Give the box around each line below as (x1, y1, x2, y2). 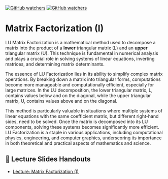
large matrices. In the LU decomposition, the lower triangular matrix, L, (5, 87, 153, 93)
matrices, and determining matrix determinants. (5, 61, 105, 67)
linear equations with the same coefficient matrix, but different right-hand (5, 113, 159, 119)
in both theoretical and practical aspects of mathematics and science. (5, 140, 151, 146)
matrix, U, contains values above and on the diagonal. (5, 98, 118, 104)
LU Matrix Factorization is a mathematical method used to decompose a (5, 39, 156, 45)
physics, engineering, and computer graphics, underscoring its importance (5, 135, 162, 141)
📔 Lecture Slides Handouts (5, 155, 91, 164)
